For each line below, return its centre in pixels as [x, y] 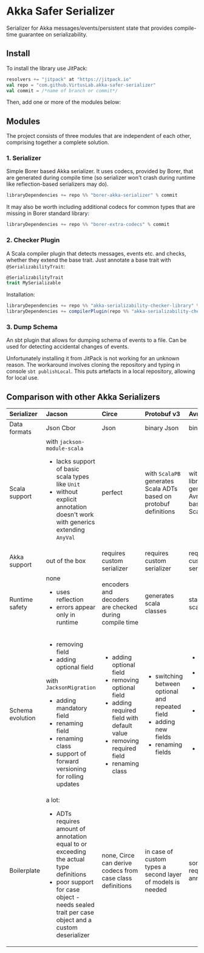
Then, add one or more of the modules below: [64, 102]
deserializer [73, 935]
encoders [115, 584]
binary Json [162, 428]
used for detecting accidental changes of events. [68, 347]
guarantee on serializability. [53, 34]
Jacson [57, 414]
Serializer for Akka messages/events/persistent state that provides [90, 28]
